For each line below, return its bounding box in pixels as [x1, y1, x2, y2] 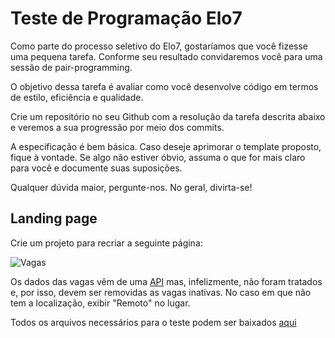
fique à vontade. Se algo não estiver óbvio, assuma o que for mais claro [10, 151, 306, 163]
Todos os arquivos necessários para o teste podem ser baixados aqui [10, 316, 297, 328]
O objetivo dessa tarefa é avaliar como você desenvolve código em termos [10, 80, 319, 92]
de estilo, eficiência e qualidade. [10, 91, 144, 103]
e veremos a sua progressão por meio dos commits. [10, 121, 225, 133]
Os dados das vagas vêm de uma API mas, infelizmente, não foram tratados [10, 275, 323, 287]
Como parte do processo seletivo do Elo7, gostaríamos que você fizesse [10, 40, 309, 52]
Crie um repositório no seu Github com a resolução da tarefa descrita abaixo [10, 110, 326, 122]
